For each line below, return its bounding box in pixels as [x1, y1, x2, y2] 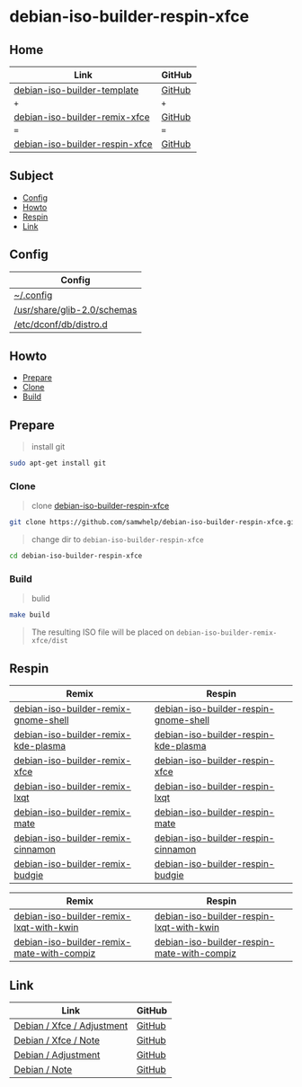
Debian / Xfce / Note [13, 1034, 101, 1047]
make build [9, 610, 50, 619]
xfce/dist [31, 637, 69, 646]
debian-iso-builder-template [13, 84, 139, 96]
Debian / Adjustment [13, 1048, 101, 1061]
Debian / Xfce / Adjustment [13, 1019, 129, 1031]
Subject [9, 168, 54, 183]
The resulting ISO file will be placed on [31, 627, 175, 637]
